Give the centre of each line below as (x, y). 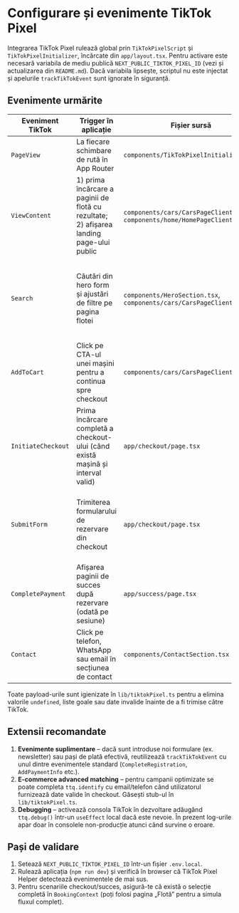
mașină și (92, 464)
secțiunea (92, 667)
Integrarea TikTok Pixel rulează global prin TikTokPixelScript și (100, 48)
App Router (95, 168)
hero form (92, 285)
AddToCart (27, 372)
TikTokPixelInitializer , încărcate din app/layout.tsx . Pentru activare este (118, 56)
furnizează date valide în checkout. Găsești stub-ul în (96, 794)
